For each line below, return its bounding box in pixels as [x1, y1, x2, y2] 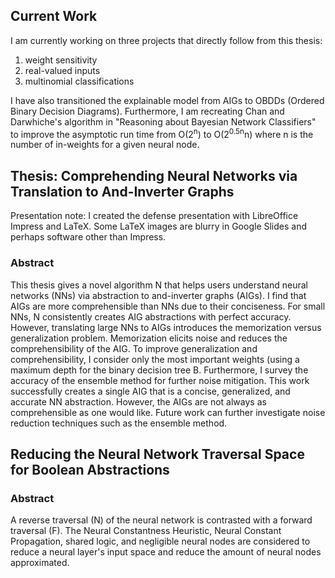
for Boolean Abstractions [10, 461, 170, 478]
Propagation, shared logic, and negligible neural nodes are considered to [10, 535, 311, 548]
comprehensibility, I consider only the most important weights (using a [10, 353, 300, 365]
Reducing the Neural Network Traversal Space [10, 445, 305, 463]
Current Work [10, 8, 98, 25]
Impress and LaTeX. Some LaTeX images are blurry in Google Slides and [10, 220, 308, 233]
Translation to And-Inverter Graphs [10, 183, 235, 200]
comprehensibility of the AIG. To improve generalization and [10, 342, 258, 354]
